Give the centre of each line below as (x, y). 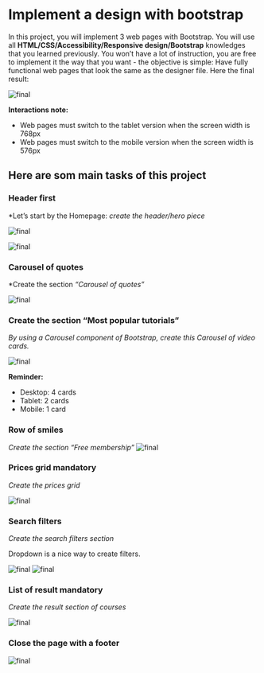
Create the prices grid (44, 485)
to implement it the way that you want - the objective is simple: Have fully (128, 62)
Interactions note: (39, 110)
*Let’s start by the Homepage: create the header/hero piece (107, 216)
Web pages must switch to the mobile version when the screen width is (137, 142)
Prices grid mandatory (52, 468)
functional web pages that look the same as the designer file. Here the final (131, 70)
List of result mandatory (56, 590)
